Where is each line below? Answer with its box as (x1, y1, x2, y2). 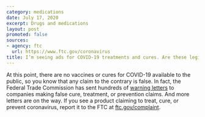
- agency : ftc (6, 43, 43, 49)
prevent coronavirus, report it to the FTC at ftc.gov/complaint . (6, 103, 160, 110)
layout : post (6, 26, 40, 32)
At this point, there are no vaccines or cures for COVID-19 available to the (6, 71, 191, 78)
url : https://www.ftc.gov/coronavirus (12, 49, 111, 55)
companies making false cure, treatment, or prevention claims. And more (6, 90, 190, 97)
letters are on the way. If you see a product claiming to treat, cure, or (6, 97, 179, 104)
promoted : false (6, 32, 48, 38)
